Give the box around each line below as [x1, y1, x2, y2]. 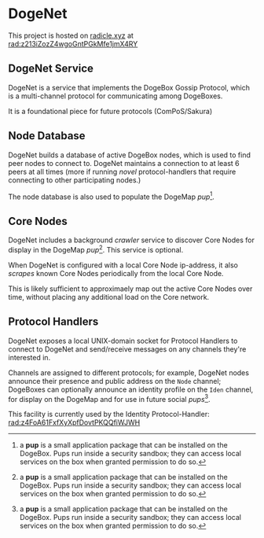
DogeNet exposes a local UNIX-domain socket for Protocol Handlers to [8, 336, 238, 345]
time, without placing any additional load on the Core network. [8, 292, 210, 301]
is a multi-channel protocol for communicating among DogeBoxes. [8, 91, 223, 101]
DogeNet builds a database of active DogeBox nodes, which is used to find [8, 150, 251, 160]
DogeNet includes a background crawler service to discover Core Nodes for [8, 235, 255, 245]
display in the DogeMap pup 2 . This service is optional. [8, 244, 184, 254]
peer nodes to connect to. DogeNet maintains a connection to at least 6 [8, 158, 240, 168]
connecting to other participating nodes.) [8, 175, 141, 185]
